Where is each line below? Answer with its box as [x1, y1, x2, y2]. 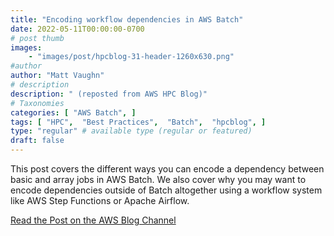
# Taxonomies [10, 98, 65, 108]
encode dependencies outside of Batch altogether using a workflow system [10, 184, 323, 196]
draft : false [10, 136, 65, 146]
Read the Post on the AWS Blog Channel [10, 214, 177, 226]
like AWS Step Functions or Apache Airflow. [10, 195, 190, 206]
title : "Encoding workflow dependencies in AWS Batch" [10, 14, 244, 25]
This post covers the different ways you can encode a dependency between [10, 163, 325, 175]
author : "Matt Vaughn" [10, 71, 105, 81]
